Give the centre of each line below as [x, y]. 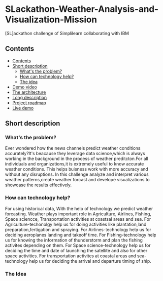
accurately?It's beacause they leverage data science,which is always [75, 154]
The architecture [29, 92]
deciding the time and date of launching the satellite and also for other [76, 250]
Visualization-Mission [51, 20]
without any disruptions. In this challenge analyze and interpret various [77, 174]
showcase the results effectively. [38, 185]
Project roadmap [29, 103]
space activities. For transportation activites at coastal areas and [71, 256]
